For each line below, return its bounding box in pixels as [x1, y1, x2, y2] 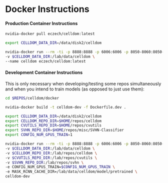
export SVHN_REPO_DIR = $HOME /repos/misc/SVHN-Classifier [5, 127, 124, 133]
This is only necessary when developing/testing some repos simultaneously [5, 80, 161, 86]
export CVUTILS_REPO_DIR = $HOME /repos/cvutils [5, 123, 101, 128]
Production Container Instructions [5, 20, 78, 26]
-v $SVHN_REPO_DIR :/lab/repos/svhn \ [5, 160, 84, 165]
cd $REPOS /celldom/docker [5, 95, 59, 100]
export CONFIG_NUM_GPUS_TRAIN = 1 [5, 132, 72, 137]
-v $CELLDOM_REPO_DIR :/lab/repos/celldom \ [5, 150, 97, 155]
